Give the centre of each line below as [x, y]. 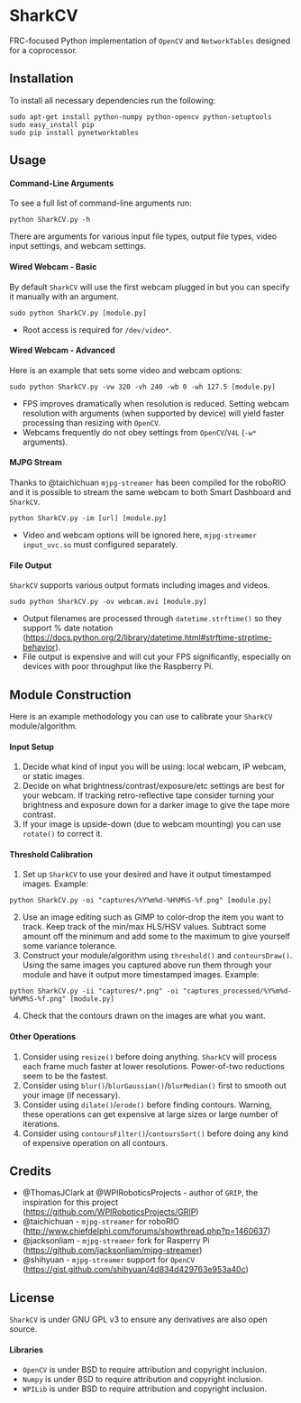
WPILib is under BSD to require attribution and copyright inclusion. [145, 1389]
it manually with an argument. [64, 296]
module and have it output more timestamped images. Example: [141, 975]
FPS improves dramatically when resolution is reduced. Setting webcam [156, 403]
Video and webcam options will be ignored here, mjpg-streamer [139, 535]
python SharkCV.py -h [50, 220]
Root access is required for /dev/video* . [97, 329]
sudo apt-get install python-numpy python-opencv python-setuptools [141, 117]
